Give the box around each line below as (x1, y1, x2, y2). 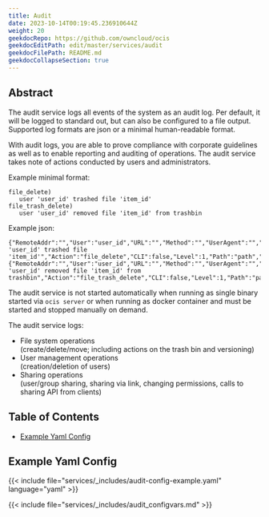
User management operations (19, 353, 118, 362)
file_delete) (8, 188, 52, 196)
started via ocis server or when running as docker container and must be (8, 296, 252, 305)
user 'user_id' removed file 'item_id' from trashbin (18, 209, 203, 217)
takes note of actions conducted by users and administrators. (8, 157, 211, 167)
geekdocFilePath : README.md (8, 49, 102, 57)
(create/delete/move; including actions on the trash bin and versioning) (19, 344, 255, 353)
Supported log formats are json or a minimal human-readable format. (8, 124, 236, 134)
